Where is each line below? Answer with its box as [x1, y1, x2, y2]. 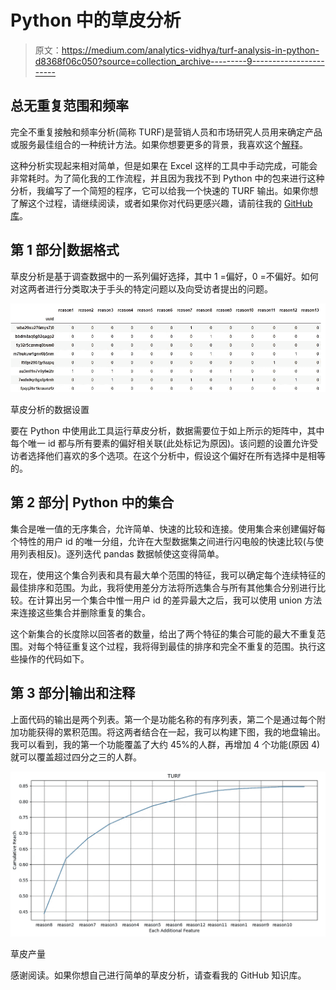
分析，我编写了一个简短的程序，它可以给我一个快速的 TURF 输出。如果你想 [10, 184, 319, 196]
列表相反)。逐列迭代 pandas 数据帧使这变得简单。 [18, 547, 225, 560]
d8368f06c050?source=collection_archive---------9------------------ [34, 55, 325, 67]
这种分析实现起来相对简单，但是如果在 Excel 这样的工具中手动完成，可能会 [10, 159, 318, 171]
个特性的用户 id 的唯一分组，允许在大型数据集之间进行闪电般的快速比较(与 [10, 535, 315, 547]
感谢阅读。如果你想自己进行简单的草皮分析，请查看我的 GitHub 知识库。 [10, 969, 307, 981]
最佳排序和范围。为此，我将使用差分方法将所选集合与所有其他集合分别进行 [10, 581, 317, 593]
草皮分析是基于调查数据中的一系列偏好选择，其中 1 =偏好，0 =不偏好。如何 [10, 270, 319, 282]
